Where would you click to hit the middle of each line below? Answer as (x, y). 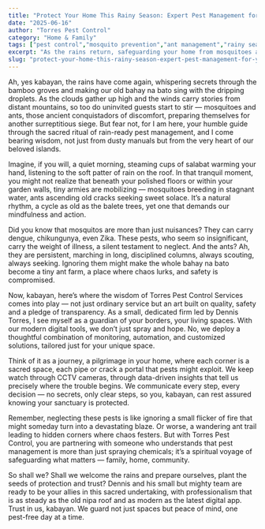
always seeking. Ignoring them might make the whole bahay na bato (119, 263)
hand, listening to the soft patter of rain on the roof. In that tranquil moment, (131, 172)
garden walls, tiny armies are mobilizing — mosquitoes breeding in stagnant (131, 189)
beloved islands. (35, 149)
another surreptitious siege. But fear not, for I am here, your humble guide (128, 124)
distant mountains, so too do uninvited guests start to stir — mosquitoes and (132, 106)
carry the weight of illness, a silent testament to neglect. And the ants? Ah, (129, 246)
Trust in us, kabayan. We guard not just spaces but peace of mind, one (123, 509)
